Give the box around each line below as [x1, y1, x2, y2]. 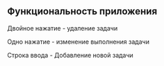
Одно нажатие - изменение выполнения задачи [7, 38, 149, 46]
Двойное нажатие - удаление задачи [7, 24, 118, 32]
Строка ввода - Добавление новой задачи [7, 51, 133, 59]
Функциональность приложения [7, 6, 158, 17]
